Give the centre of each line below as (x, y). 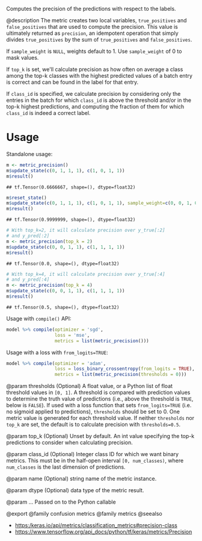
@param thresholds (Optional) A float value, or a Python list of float (90, 386)
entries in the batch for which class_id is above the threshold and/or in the (99, 100)
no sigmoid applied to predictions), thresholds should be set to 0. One (93, 411)
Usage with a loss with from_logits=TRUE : (57, 352)
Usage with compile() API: (39, 318)
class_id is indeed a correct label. (48, 113)
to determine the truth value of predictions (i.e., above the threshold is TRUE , (100, 399)
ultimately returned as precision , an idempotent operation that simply (92, 33)
